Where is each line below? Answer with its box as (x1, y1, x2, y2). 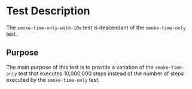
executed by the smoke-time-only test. (6, 76, 100, 83)
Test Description (6, 4, 91, 18)
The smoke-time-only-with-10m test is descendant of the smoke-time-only (6, 24, 187, 31)
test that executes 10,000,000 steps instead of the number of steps (18, 70, 184, 77)
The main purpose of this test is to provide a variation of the (6, 63, 154, 70)
